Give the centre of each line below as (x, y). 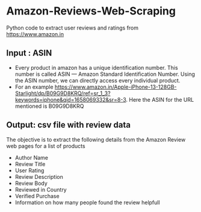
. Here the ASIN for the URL (160, 99)
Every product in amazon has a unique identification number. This (97, 67)
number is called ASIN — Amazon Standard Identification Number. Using (105, 74)
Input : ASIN (29, 53)
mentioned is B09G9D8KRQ (49, 106)
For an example (34, 87)
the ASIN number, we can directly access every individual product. (97, 80)
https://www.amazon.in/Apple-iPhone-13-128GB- (116, 87)
